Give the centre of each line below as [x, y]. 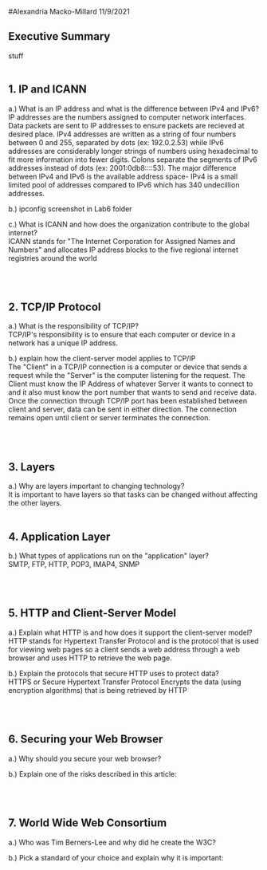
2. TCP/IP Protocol [55, 307]
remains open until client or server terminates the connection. [110, 418]
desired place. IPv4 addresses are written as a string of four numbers [122, 134]
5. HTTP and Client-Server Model [92, 613]
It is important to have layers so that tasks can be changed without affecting [133, 494]
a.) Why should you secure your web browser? [85, 758]
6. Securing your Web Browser [86, 740]
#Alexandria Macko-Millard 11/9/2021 [69, 12]
